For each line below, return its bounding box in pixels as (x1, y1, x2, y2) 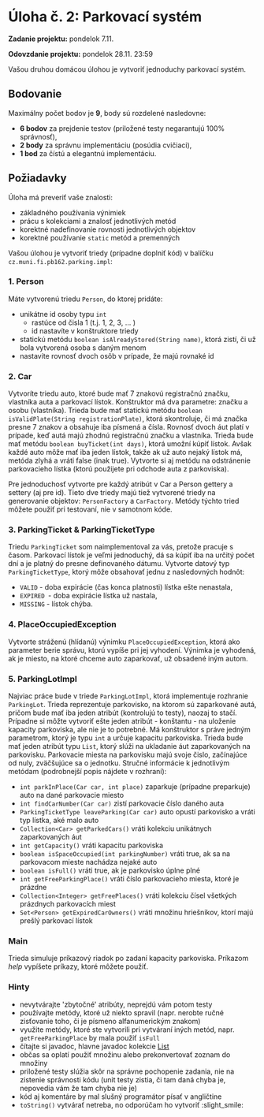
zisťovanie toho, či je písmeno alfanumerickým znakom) (19, 1016, 201, 1026)
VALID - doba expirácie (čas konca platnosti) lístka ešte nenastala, (19, 583, 233, 592)
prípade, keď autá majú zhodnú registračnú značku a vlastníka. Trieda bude (8, 430, 254, 441)
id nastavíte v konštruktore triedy (31, 326, 139, 335)
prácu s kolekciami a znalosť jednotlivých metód (19, 216, 177, 225)
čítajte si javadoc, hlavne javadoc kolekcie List (19, 1041, 169, 1051)
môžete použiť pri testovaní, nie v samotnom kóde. (8, 505, 173, 514)
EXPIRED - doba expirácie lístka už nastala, (19, 591, 158, 601)
